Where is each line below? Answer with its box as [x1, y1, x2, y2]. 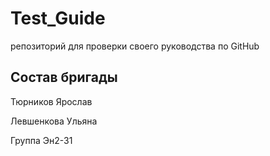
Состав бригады [10, 69, 118, 86]
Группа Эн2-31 [10, 134, 73, 146]
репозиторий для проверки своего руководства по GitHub [10, 40, 260, 52]
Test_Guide [10, 7, 106, 30]
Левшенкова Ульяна [10, 115, 98, 127]
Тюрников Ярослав [10, 95, 93, 107]
